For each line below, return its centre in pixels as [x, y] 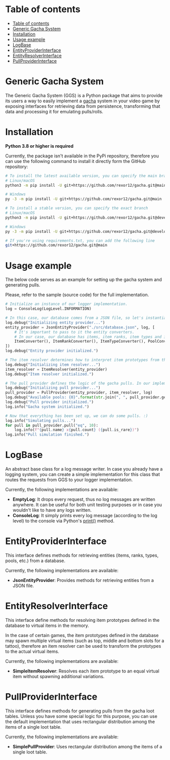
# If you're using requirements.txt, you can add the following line [80, 241]
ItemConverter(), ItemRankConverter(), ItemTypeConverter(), [80, 342]
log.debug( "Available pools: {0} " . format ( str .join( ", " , [67, 397]
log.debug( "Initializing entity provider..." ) [55, 322]
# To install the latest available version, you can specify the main [81, 176]
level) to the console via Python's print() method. [63, 521]
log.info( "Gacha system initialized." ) [47, 407]
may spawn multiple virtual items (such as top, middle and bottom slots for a [85, 641]
